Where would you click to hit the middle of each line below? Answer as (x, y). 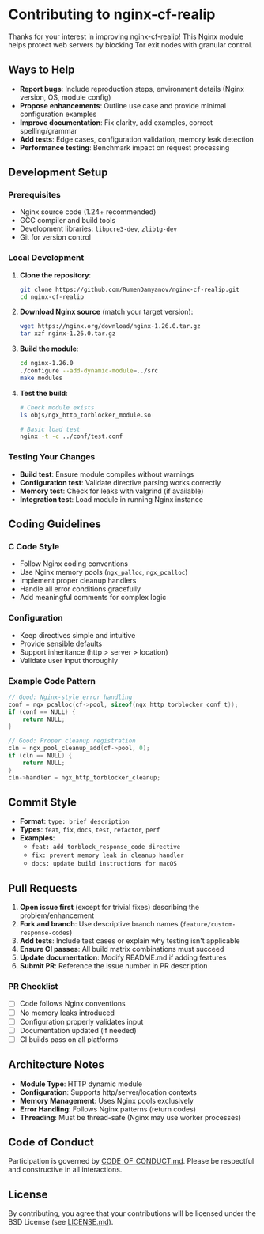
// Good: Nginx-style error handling (70, 697)
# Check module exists (57, 408)
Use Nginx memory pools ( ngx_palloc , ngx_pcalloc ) (104, 572)
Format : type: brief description (74, 821)
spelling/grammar (48, 130)
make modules (41, 378)
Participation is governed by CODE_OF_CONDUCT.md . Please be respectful (131, 1161)
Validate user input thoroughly (69, 660)
